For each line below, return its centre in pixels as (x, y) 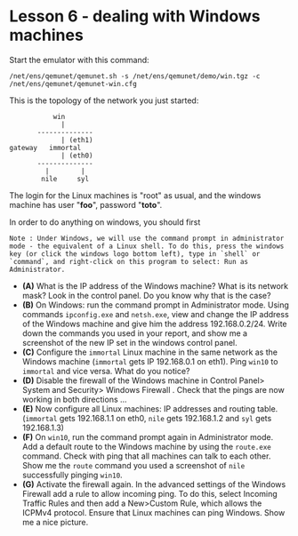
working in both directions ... (74, 399)
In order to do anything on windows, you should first (105, 222)
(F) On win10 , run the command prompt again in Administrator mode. (148, 436)
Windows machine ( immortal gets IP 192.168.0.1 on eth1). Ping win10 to (150, 361)
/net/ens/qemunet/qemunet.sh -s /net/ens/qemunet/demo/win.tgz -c (135, 76)
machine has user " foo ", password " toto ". (86, 204)
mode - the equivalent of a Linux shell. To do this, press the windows (147, 246)
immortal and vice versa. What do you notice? (106, 371)
